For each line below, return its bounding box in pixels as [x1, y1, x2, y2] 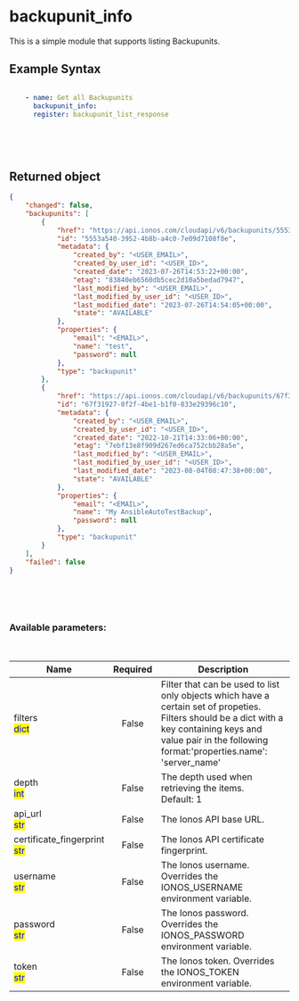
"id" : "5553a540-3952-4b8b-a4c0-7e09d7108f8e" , [56, 234, 238, 243]
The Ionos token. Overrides [160, 955, 275, 967]
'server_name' [160, 756, 221, 768]
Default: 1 [160, 792, 203, 805]
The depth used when [160, 770, 253, 782]
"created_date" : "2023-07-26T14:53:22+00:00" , [72, 268, 249, 277]
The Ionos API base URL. [160, 813, 265, 825]
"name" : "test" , [72, 342, 133, 351]
